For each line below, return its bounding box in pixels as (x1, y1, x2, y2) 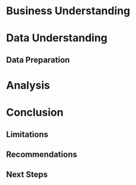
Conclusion (6, 106, 64, 119)
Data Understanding (6, 31, 108, 45)
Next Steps (6, 170, 48, 180)
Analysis (6, 78, 50, 92)
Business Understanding (6, 4, 131, 18)
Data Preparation (6, 55, 70, 65)
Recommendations (6, 149, 77, 160)
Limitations (6, 129, 48, 139)
